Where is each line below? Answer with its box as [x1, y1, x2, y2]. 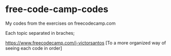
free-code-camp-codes [5, 4, 109, 15]
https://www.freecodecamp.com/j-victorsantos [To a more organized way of [5, 39, 166, 46]
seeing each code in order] [5, 45, 62, 51]
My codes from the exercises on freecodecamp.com [5, 20, 116, 26]
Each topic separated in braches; [5, 30, 75, 36]
